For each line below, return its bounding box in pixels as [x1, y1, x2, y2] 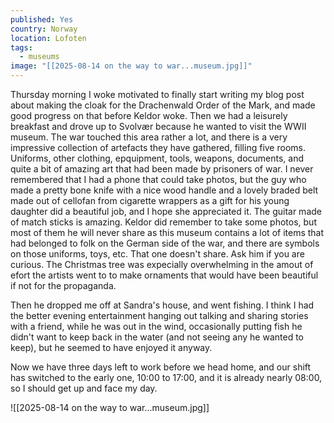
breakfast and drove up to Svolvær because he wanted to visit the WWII [10, 121, 307, 132]
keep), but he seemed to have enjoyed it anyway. [10, 342, 213, 353]
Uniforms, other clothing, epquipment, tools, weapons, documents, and [10, 152, 305, 164]
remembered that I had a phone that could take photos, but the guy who [10, 174, 307, 185]
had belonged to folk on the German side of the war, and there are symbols [10, 237, 320, 249]
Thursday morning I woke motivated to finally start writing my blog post [10, 89, 305, 100]
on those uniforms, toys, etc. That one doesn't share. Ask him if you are [10, 248, 305, 260]
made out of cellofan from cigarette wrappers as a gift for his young [10, 195, 290, 206]
